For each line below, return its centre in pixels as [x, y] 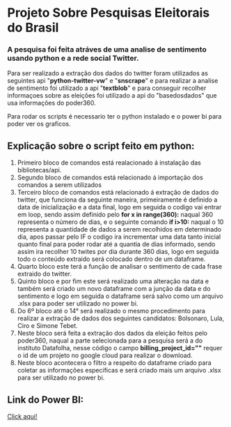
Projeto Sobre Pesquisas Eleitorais [109, 13]
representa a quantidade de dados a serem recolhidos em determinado [119, 230]
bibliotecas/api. [39, 170]
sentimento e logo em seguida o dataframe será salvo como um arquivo [120, 296]
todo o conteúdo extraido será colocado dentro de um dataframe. [111, 259]
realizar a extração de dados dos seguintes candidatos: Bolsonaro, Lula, [121, 318]
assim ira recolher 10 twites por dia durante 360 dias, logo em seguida [118, 252]
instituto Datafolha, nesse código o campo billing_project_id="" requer [120, 348]
